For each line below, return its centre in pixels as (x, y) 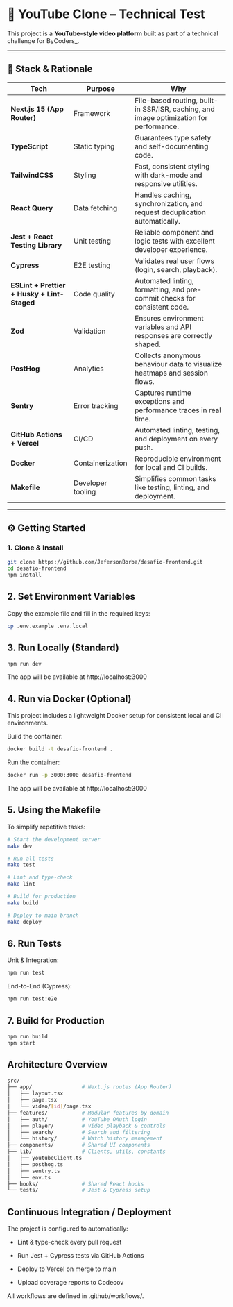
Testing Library (36, 245)
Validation (90, 331)
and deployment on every (176, 439)
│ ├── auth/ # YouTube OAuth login (77, 1119)
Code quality (95, 294)
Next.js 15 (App (37, 109)
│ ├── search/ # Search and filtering (79, 1132)
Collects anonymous (168, 355)
